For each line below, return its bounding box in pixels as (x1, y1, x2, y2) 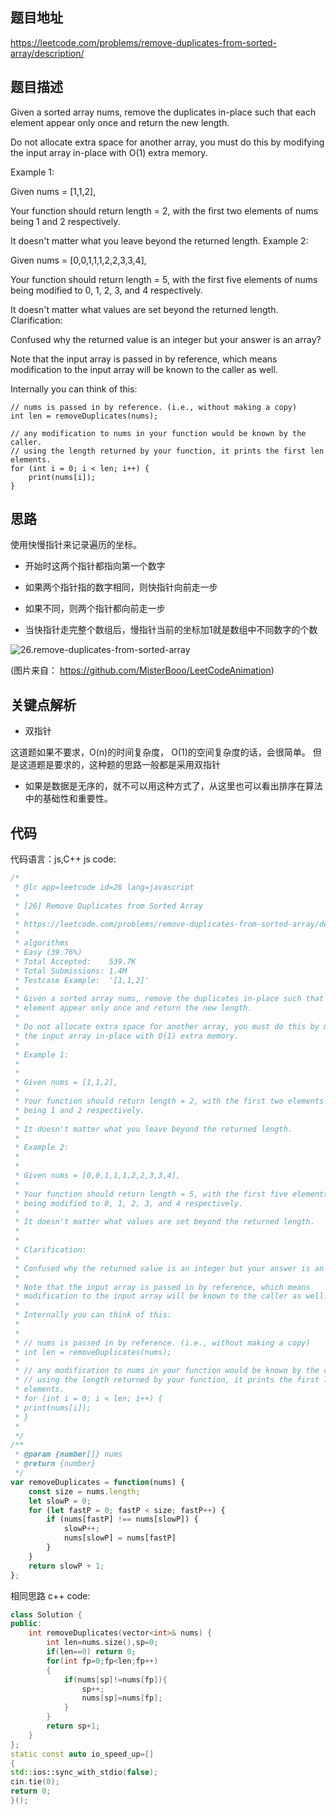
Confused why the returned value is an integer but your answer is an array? (10, 333, 322, 345)
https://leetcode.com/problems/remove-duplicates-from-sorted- (10, 36, 277, 48)
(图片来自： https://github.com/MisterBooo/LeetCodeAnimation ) (10, 664, 275, 677)
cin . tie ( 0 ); (10, 1777, 60, 1787)
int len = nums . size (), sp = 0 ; (46, 1638, 159, 1648)
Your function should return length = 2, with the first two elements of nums (10, 204, 319, 217)
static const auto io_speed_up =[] (10, 1749, 155, 1759)
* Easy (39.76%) (14, 948, 83, 958)
